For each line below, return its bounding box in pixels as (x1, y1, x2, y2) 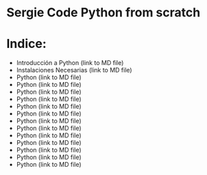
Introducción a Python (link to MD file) (16, 59, 124, 67)
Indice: (6, 36, 47, 52)
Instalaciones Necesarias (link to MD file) (16, 66, 132, 75)
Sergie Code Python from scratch (6, 5, 201, 21)
